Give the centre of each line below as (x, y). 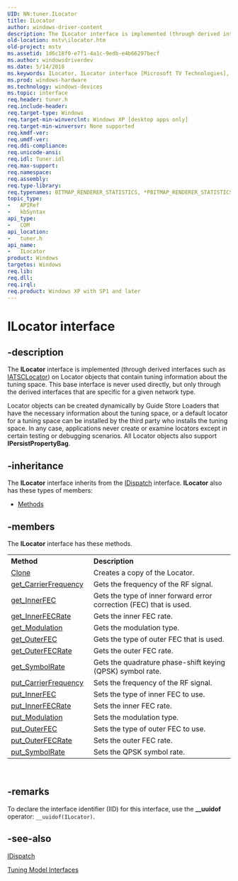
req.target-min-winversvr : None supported (71, 126)
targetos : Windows (34, 265)
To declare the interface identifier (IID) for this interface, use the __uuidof (114, 809)
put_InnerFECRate (41, 706)
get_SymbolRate (38, 667)
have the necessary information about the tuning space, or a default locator (118, 413)
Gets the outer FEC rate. (133, 651)
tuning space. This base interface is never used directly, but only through (114, 385)
